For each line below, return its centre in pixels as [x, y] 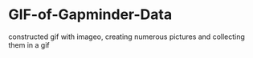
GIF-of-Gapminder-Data [90, 15]
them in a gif [29, 44]
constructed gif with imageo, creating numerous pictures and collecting [126, 37]
